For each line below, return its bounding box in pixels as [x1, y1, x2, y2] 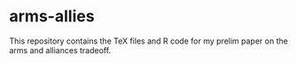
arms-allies [9, 6, 95, 27]
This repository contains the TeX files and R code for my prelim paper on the [9, 35, 288, 46]
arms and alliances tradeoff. [9, 44, 112, 55]
